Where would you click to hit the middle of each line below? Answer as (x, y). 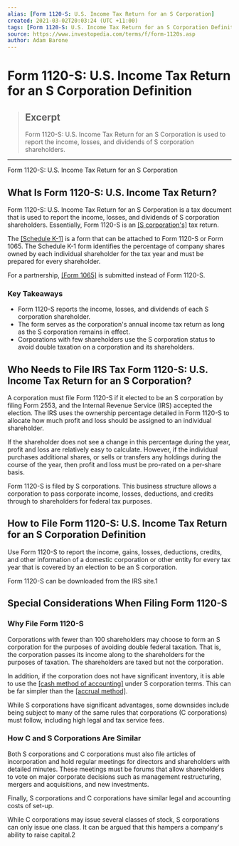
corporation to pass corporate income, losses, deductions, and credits (110, 494)
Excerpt (42, 117)
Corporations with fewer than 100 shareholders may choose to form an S (114, 639)
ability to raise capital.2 (42, 835)
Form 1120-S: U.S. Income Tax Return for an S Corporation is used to (125, 134)
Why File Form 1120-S (46, 623)
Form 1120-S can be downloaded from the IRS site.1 (83, 581)
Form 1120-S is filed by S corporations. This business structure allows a (112, 486)
